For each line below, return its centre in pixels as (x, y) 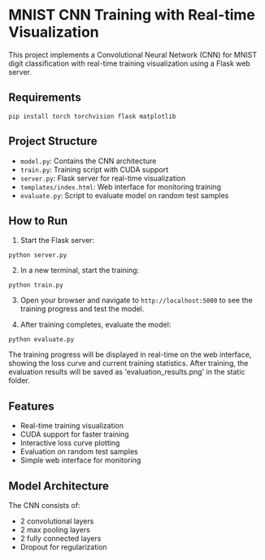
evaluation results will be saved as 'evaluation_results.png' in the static (127, 372)
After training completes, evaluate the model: (96, 325)
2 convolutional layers (57, 521)
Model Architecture (59, 486)
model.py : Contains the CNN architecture (88, 161)
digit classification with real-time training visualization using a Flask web (129, 63)
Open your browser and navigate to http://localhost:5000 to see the (137, 300)
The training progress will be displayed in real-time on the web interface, (130, 354)
